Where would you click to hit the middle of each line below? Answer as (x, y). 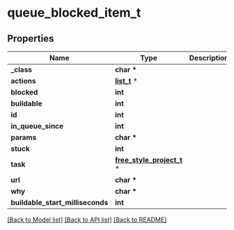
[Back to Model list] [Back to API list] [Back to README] (87, 220)
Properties (31, 39)
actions (23, 81)
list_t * (126, 81)
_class (22, 69)
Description (209, 58)
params (24, 137)
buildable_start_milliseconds (60, 203)
